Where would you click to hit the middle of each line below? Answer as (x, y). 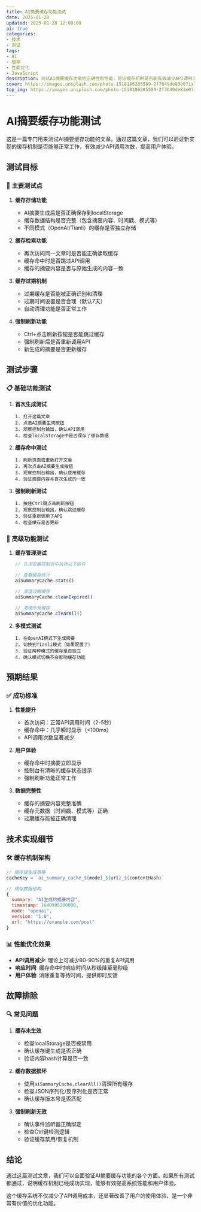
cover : (14, 84)
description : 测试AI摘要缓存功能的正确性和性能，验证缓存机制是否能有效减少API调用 (99, 78)
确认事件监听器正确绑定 (53, 1124)
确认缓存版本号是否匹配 (53, 1098)
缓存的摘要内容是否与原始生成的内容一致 (74, 268)
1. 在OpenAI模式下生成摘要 (45, 638)
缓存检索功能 (31, 240)
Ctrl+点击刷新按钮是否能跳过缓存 (64, 334)
